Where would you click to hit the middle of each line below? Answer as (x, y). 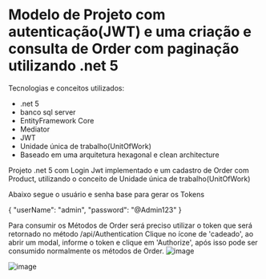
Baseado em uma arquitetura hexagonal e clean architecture (119, 155)
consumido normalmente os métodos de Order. (86, 251)
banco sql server (48, 112)
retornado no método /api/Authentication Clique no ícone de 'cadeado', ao (131, 233)
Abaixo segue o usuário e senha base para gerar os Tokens (107, 194)
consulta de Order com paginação (124, 49)
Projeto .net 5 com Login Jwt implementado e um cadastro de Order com (129, 170)
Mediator (35, 129)
